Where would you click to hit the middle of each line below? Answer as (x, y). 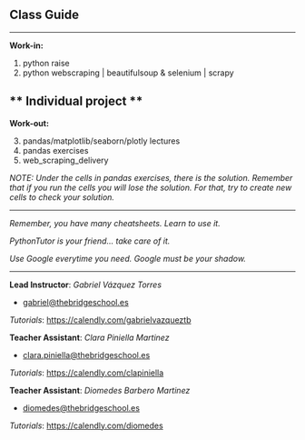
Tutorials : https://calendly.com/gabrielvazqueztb (101, 320)
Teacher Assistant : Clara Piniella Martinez (89, 337)
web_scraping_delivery (65, 160)
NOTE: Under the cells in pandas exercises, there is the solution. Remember (151, 177)
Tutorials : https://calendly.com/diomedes (86, 425)
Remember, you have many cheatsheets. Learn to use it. (115, 223)
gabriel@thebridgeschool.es (75, 302)
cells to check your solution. (62, 197)
